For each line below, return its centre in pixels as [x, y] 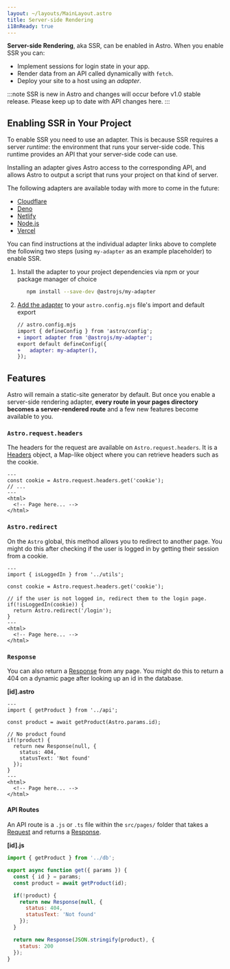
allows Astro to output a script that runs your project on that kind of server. [113, 175]
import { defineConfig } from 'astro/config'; [85, 331]
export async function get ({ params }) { [67, 870]
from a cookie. [27, 556]
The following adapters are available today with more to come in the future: [113, 188]
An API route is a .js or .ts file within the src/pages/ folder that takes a [108, 825]
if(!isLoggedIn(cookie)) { [46, 604]
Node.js [28, 223]
